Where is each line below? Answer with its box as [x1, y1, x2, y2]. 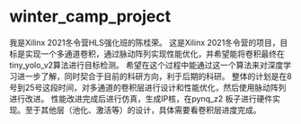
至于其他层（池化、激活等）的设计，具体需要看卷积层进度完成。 [24, 104, 261, 115]
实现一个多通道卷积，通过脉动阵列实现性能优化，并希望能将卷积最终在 [24, 48, 285, 59]
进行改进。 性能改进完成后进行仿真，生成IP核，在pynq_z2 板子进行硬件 [9, 93, 273, 104]
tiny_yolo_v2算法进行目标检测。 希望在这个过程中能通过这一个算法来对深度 [9, 59, 284, 70]
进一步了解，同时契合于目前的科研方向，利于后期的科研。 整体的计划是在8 [16, 70, 292, 82]
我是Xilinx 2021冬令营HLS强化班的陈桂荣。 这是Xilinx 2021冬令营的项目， [9, 37, 280, 48]
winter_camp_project [9, 6, 172, 27]
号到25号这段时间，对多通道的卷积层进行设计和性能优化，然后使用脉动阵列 [9, 82, 287, 93]
